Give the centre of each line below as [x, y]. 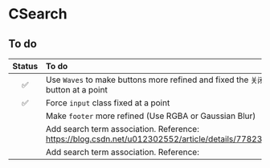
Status [25, 66]
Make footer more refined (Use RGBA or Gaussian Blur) [151, 116]
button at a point [77, 90]
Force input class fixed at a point [108, 103]
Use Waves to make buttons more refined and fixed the [147, 80]
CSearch [38, 14]
